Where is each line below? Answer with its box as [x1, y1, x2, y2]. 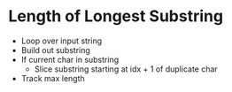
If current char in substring [20, 54, 120, 65]
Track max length [20, 73, 85, 83]
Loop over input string [20, 35, 103, 46]
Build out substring [20, 44, 90, 55]
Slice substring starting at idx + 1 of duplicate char [34, 64, 218, 74]
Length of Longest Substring [8, 6, 223, 27]
